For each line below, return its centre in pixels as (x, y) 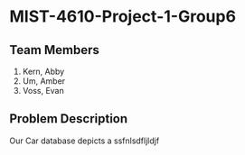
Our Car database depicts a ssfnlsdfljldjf (85, 141)
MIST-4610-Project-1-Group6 (123, 17)
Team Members (54, 50)
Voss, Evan (43, 91)
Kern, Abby (43, 71)
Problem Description (69, 119)
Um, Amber (44, 81)
